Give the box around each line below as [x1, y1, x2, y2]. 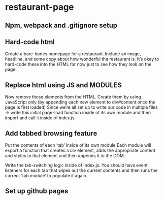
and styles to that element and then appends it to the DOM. [5, 153, 125, 159]
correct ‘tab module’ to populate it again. [5, 173, 88, 179]
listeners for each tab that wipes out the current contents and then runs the [5, 167, 158, 173]
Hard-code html [5, 37, 55, 46]
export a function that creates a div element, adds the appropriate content [5, 147, 156, 154]
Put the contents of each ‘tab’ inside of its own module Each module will [5, 142, 151, 148]
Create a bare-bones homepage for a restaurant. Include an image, [5, 51, 141, 57]
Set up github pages [5, 187, 68, 196]
